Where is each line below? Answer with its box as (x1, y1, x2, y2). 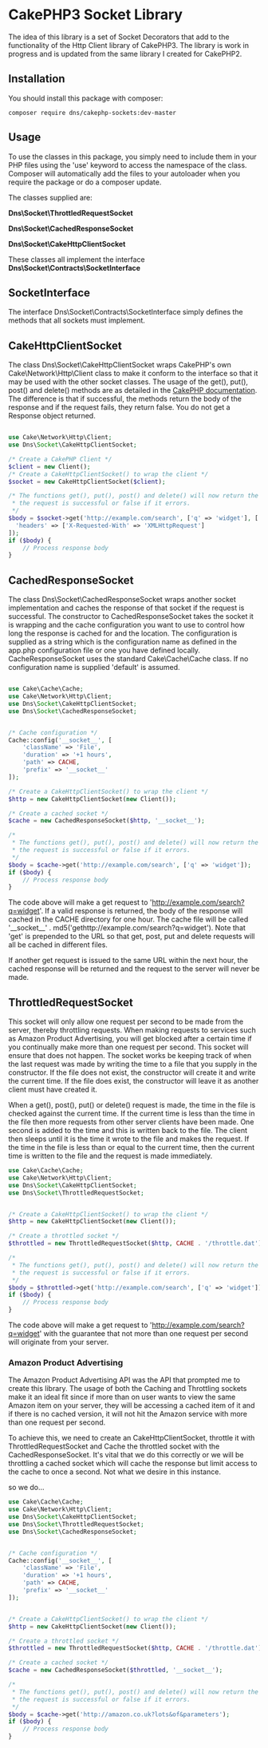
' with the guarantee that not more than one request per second (39, 1329, 249, 1338)
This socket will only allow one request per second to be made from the (8, 1017, 244, 1027)
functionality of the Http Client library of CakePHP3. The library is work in (8, 40, 250, 50)
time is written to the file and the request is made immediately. (8, 1151, 213, 1161)
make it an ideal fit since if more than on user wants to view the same (8, 1392, 236, 1402)
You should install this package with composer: (8, 93, 164, 103)
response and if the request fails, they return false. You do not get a (8, 402, 231, 412)
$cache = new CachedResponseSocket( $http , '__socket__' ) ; (8, 817, 205, 825)
